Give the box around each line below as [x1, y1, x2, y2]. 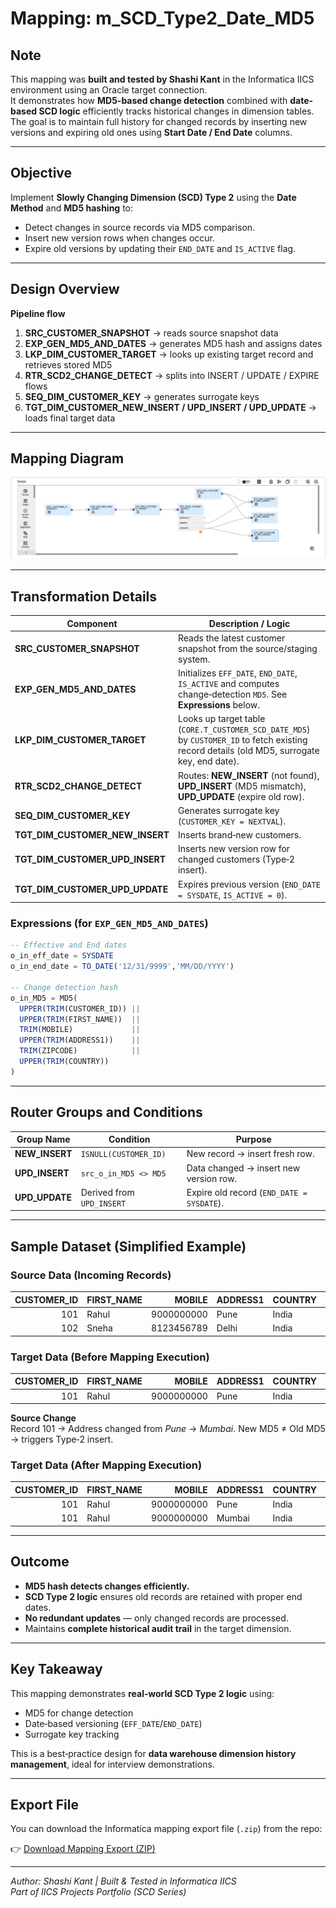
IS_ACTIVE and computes [178, 678, 280, 690]
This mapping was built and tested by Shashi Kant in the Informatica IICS [10, 73, 315, 85]
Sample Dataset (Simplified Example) [10, 1238, 247, 1255]
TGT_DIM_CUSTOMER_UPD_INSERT [14, 853, 167, 866]
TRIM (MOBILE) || [19, 1025, 141, 1035]
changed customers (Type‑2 [178, 853, 296, 866]
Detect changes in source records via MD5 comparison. [24, 221, 256, 233]
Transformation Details [10, 588, 158, 605]
